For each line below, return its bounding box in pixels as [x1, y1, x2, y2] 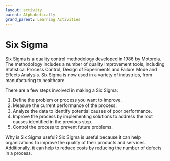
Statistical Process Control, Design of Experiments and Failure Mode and [5, 67, 157, 73]
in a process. [5, 150, 32, 156]
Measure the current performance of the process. [12, 102, 117, 109]
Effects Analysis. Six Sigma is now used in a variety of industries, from [5, 72, 152, 78]
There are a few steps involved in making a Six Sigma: [5, 87, 118, 93]
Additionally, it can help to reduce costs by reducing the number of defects [5, 145, 162, 151]
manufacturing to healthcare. [5, 77, 66, 84]
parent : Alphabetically [5, 12, 56, 17]
